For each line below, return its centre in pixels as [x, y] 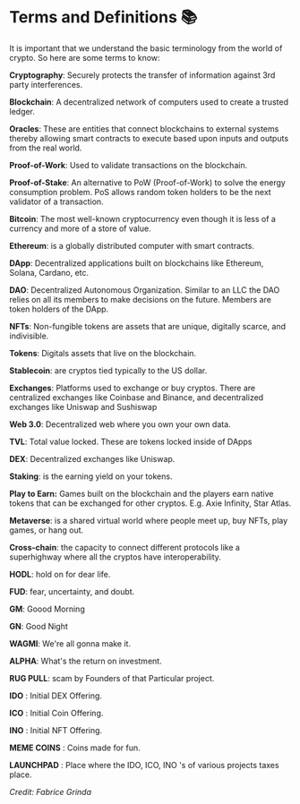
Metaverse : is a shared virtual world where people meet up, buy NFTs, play [149, 520]
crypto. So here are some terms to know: [85, 57]
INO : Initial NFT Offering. [56, 730]
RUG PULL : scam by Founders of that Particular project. [112, 678]
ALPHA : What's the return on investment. [86, 661]
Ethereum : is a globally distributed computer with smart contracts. [132, 245]
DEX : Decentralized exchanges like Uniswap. [92, 458]
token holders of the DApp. [59, 309]
